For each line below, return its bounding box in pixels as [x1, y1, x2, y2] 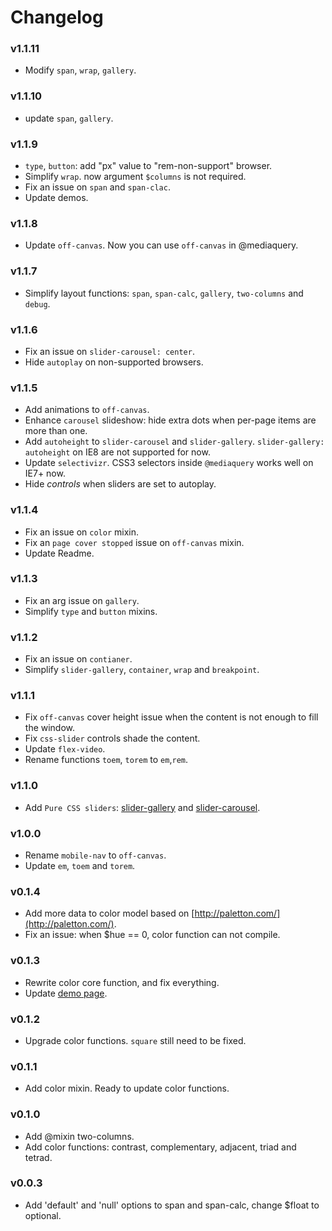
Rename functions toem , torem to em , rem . [24, 754, 188, 766]
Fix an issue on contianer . [24, 653, 133, 665]
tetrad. [24, 1151, 53, 1163]
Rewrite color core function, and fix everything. [24, 976, 220, 988]
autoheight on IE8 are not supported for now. [24, 446, 211, 458]
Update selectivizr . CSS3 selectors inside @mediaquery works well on [24, 457, 314, 469]
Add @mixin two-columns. [24, 1130, 135, 1142]
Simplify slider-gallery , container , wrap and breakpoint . [24, 664, 260, 676]
